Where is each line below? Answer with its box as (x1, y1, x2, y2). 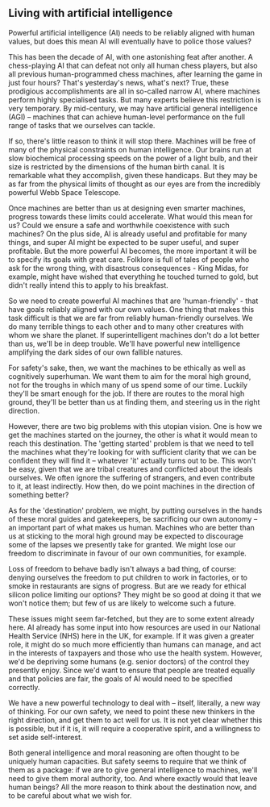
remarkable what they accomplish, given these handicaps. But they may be (8, 170, 258, 180)
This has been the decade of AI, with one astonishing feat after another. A (8, 52, 254, 61)
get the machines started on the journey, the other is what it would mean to (8, 430, 258, 439)
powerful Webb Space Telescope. (8, 187, 121, 197)
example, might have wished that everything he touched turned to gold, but (8, 272, 259, 281)
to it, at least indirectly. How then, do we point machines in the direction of (8, 481, 255, 491)
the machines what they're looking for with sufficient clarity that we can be (8, 447, 257, 456)
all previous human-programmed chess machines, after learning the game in (8, 69, 263, 79)
